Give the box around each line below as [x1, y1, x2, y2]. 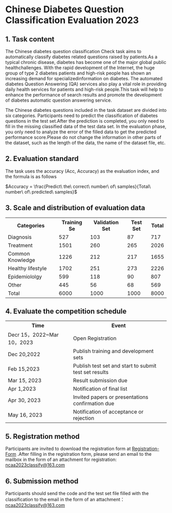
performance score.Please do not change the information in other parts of [5, 134, 162, 140]
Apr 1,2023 [8, 385, 36, 392]
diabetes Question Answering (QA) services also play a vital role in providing [5, 81, 167, 87]
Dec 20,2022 [8, 351, 40, 358]
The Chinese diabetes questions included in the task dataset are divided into [5, 107, 167, 113]
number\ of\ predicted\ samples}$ [5, 189, 78, 195]
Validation [93, 219, 119, 226]
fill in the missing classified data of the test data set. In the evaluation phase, [5, 124, 166, 129]
